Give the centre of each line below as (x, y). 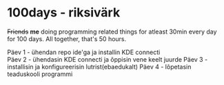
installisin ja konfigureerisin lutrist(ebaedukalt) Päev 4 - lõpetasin (99, 66)
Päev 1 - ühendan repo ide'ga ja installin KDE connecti (84, 52)
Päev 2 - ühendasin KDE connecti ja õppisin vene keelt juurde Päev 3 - (108, 59)
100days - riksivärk (64, 13)
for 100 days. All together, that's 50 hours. (67, 38)
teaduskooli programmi (40, 74)
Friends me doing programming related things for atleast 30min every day (112, 32)
